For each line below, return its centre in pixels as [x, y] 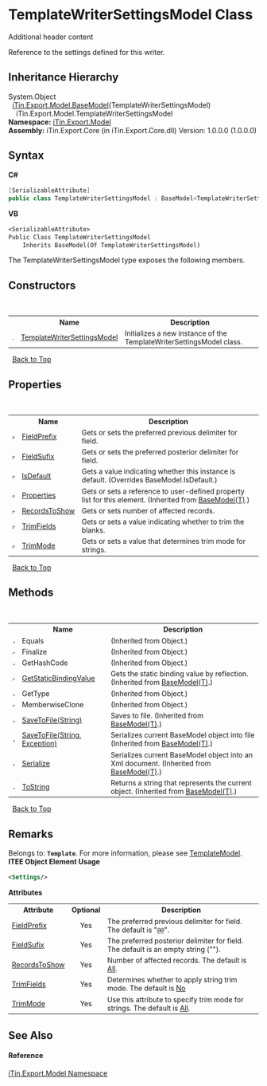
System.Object [32, 96]
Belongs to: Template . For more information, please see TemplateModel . [125, 853]
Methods [31, 593]
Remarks [31, 834]
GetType [36, 693]
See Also [31, 1035]
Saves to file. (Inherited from [157, 716]
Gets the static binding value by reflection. [180, 674]
